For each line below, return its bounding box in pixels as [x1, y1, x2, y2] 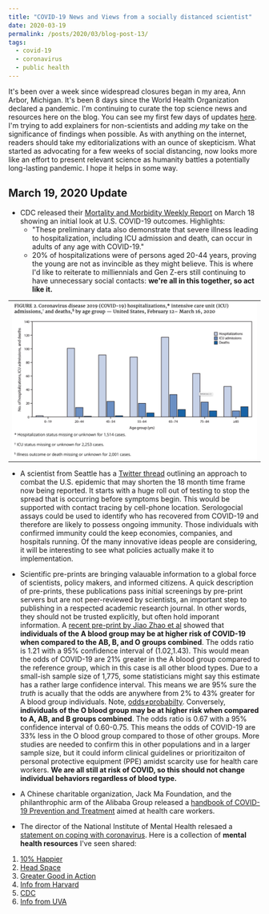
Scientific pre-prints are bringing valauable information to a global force [19, 570, 257, 579]
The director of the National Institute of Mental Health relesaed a [19, 822, 233, 831]
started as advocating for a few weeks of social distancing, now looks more [8, 146, 258, 155]
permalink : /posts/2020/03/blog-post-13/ [8, 30, 149, 38]
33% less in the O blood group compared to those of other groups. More [19, 731, 260, 741]
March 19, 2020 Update [8, 187, 128, 200]
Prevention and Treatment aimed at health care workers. [29, 806, 215, 816]
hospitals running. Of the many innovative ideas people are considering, [19, 537, 258, 546]
